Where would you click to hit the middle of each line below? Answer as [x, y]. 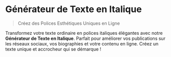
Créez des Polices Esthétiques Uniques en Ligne [69, 23]
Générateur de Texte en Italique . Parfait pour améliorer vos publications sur [86, 38]
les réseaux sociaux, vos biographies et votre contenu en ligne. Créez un [82, 43]
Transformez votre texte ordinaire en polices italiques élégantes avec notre [84, 33]
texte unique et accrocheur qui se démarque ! [53, 49]
